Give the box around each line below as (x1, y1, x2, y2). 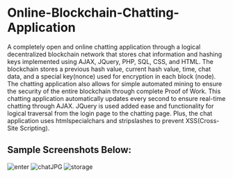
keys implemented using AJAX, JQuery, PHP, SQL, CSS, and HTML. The (7, 57, 214, 65)
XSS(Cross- (185, 116, 220, 124)
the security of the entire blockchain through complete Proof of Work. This (7, 87, 221, 95)
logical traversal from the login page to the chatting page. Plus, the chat (7, 109, 213, 118)
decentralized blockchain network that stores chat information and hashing (7, 50, 223, 58)
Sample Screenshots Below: (7, 144, 132, 156)
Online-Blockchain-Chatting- (7, 5, 179, 21)
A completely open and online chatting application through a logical (7, 42, 201, 51)
